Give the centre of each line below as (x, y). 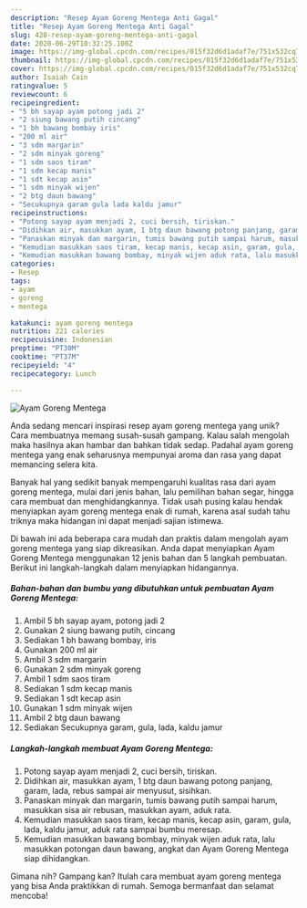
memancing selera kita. (54, 464)
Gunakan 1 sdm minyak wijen (78, 708)
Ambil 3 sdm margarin (65, 660)
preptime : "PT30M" (45, 349)
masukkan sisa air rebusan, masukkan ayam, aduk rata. (127, 810)
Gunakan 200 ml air (61, 650)
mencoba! (29, 896)
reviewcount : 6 (39, 94)
